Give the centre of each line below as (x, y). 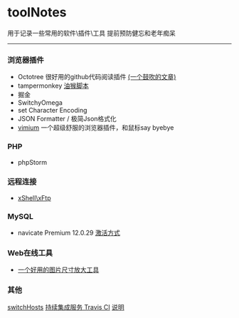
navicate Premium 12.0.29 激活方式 (69, 233)
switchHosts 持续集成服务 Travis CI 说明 (66, 307)
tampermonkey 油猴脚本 (53, 86)
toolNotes (37, 12)
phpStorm (32, 162)
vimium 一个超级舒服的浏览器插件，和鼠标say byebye (96, 128)
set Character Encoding (52, 111)
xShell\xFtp (34, 198)
